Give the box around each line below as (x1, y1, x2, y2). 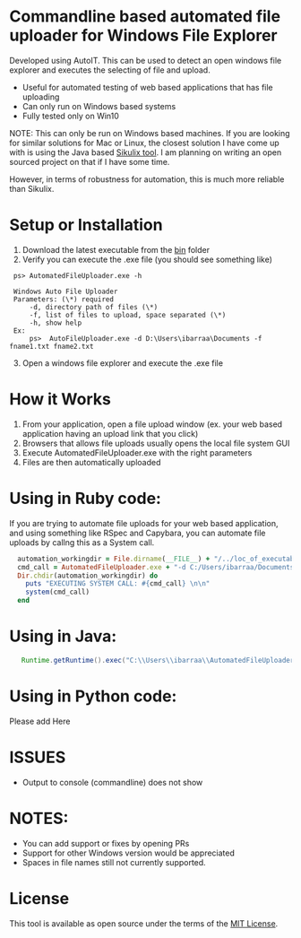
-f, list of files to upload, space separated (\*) (29, 310, 227, 319)
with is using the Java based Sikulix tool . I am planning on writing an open (9, 146, 282, 158)
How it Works (9, 389, 112, 410)
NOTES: (9, 808, 69, 829)
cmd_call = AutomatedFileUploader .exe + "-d (17, 562, 186, 571)
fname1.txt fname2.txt (9, 342, 94, 351)
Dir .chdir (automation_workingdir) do (17, 571, 159, 580)
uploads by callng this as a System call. (9, 536, 155, 548)
